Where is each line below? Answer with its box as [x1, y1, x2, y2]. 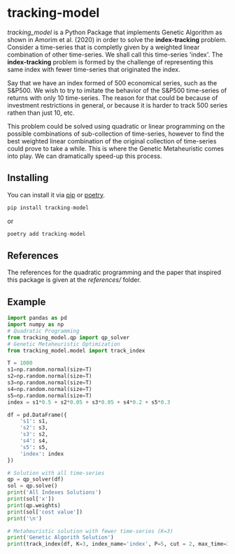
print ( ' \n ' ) [7, 515, 42, 522]
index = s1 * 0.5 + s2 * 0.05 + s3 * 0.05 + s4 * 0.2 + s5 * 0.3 [7, 399, 171, 406]
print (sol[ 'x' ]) [7, 495, 55, 502]
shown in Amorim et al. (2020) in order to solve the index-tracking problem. [7, 35, 227, 43]
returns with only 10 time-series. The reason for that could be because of [7, 93, 218, 102]
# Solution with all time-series [7, 469, 105, 476]
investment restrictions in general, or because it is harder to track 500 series [7, 101, 228, 109]
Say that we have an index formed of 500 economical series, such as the [7, 78, 218, 87]
